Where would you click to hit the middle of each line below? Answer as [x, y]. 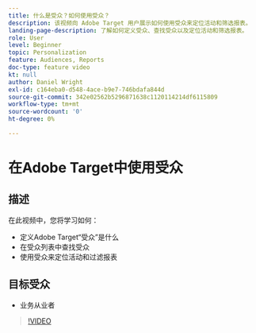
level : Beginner [35, 45]
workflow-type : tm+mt [44, 104]
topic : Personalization [48, 52]
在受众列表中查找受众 [54, 246]
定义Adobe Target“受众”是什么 [69, 237]
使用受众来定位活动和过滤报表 [68, 257]
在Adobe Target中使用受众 [96, 168]
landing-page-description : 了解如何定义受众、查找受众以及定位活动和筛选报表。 [128, 30]
